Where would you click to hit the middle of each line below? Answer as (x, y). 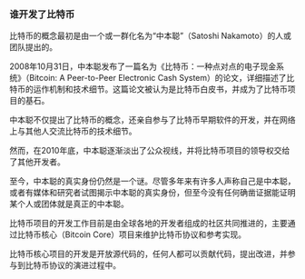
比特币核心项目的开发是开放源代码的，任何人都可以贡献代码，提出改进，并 (148, 254)
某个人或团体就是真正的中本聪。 (69, 204)
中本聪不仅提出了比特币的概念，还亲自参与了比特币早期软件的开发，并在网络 (152, 120)
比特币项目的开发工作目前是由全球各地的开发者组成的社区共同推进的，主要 (148, 224)
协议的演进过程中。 (84, 265)
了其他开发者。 (37, 162)
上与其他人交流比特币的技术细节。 (73, 131)
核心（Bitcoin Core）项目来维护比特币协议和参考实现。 (143, 234)
